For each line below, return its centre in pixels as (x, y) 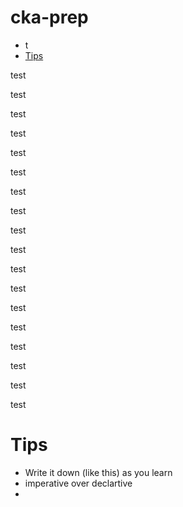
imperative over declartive (78, 483)
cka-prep (49, 17)
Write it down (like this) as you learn (98, 472)
